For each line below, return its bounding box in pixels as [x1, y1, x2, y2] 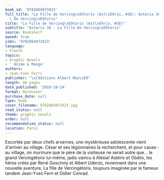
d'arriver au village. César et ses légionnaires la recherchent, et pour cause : [5, 144, 159, 150]
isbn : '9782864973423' [5, 39, 51, 44]
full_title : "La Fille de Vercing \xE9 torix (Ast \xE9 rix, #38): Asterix [5, 12, 154, 17]
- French [5, 48, 23, 53]
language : [5, 44, 25, 49]
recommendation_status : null [5, 121, 64, 126]
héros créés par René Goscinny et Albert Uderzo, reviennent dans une [5, 160, 146, 166]
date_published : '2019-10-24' [5, 84, 67, 90]
